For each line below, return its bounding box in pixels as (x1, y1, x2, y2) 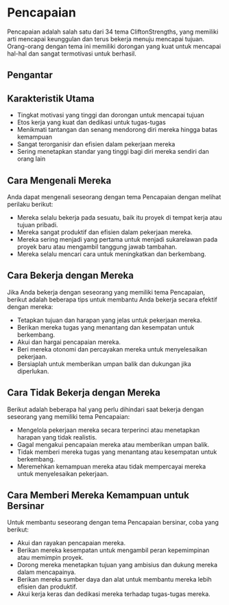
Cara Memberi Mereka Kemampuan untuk (7, 489, 190, 501)
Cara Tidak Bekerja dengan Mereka (7, 387, 161, 399)
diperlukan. (16, 367, 49, 375)
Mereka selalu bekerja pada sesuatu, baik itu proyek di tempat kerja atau (16, 213, 223, 221)
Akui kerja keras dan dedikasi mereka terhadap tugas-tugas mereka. (16, 590, 210, 598)
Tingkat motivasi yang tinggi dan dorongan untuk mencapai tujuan (16, 111, 204, 119)
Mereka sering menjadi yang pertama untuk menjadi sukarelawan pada (16, 235, 218, 243)
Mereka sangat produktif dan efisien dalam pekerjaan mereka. (16, 228, 193, 236)
